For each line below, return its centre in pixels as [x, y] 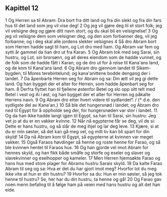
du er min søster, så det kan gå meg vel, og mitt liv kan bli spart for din [77, 131]
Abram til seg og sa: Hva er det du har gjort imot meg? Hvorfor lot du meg [81, 169]
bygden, [14, 73]
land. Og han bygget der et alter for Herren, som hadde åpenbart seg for [80, 84]
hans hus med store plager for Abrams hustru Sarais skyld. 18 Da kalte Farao [84, 163]
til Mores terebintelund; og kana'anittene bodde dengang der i [87, 73]
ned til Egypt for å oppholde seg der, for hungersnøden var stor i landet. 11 [81, 110]
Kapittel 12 [22, 8]
